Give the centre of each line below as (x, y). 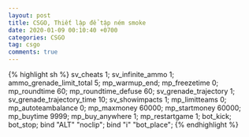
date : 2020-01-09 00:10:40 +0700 (63, 30)
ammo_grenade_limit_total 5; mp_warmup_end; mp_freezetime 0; (113, 83)
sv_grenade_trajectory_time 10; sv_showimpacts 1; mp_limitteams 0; (117, 100)
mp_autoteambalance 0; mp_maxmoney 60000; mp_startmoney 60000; (125, 108)
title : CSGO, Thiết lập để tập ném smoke (77, 23)
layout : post (30, 15)
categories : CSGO (37, 37)
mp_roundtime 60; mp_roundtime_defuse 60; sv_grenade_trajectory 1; (121, 91)
